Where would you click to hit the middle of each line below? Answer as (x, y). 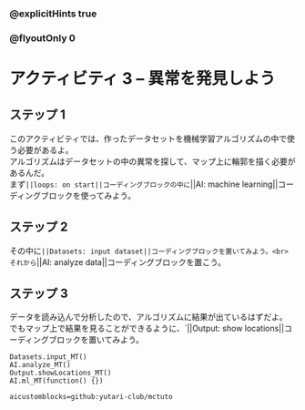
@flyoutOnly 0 (42, 37)
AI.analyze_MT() (40, 365)
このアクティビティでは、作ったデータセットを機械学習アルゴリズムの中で (148, 138)
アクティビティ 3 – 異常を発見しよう (142, 79)
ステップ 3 (39, 294)
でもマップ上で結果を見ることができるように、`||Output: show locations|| (147, 328)
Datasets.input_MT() (49, 357)
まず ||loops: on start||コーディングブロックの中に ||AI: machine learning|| (144, 184)
